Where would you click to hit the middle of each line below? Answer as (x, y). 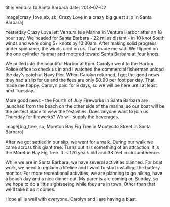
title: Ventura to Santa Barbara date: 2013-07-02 (56, 7)
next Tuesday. (20, 91)
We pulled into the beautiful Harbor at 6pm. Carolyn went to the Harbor (79, 64)
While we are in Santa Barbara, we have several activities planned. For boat (84, 162)
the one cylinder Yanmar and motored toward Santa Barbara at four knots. (82, 54)
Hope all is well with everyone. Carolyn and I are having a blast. (72, 199)
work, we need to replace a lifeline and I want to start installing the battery (83, 168)
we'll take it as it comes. (30, 189)
